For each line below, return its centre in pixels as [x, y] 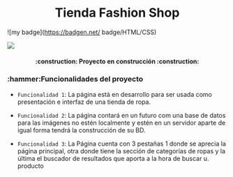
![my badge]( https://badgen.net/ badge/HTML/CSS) [82, 32]
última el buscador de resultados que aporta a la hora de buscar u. [113, 158]
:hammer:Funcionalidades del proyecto [75, 79]
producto [30, 166]
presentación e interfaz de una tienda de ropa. [84, 102]
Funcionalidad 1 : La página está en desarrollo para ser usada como [115, 94]
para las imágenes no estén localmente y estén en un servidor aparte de [121, 123]
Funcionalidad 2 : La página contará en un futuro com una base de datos [121, 115]
